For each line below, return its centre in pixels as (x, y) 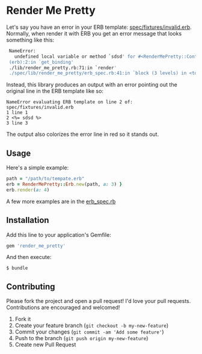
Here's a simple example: (38, 168)
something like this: (30, 40)
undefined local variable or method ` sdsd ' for (75, 56)
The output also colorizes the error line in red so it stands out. (83, 134)
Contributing (31, 286)
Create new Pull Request (45, 345)
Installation (28, 220)
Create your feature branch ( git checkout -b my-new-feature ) (92, 326)
